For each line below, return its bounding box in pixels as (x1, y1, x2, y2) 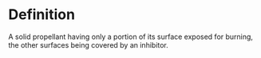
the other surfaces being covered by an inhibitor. (8, 40, 169, 49)
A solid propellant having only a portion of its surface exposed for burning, (8, 32, 254, 41)
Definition (8, 6, 76, 24)
